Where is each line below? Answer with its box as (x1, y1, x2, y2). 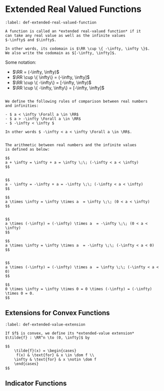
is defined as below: (5, 147, 50, 152)
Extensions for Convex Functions (5, 309, 110, 317)
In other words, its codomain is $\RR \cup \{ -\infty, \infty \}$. (5, 46, 150, 51)
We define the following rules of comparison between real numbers (5, 99, 148, 104)
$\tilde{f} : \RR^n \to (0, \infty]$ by (5, 335, 90, 340)
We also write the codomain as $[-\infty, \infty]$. (5, 50, 117, 55)
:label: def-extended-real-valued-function (5, 20, 97, 25)
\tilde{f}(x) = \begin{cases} (14, 348, 77, 353)
